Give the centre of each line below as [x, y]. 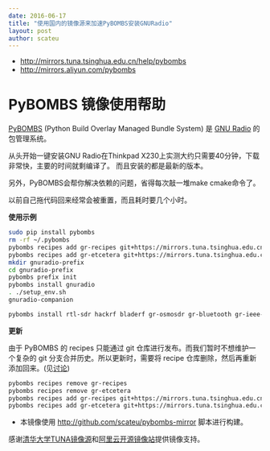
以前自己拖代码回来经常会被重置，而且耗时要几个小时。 [100, 200]
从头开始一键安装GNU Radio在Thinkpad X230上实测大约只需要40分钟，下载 [134, 156]
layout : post [30, 31]
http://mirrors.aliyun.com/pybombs [78, 70]
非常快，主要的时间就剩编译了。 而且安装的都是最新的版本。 [108, 166]
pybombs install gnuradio [51, 285]
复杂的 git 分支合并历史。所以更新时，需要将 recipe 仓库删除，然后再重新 [136, 358]
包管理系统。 [29, 139]
